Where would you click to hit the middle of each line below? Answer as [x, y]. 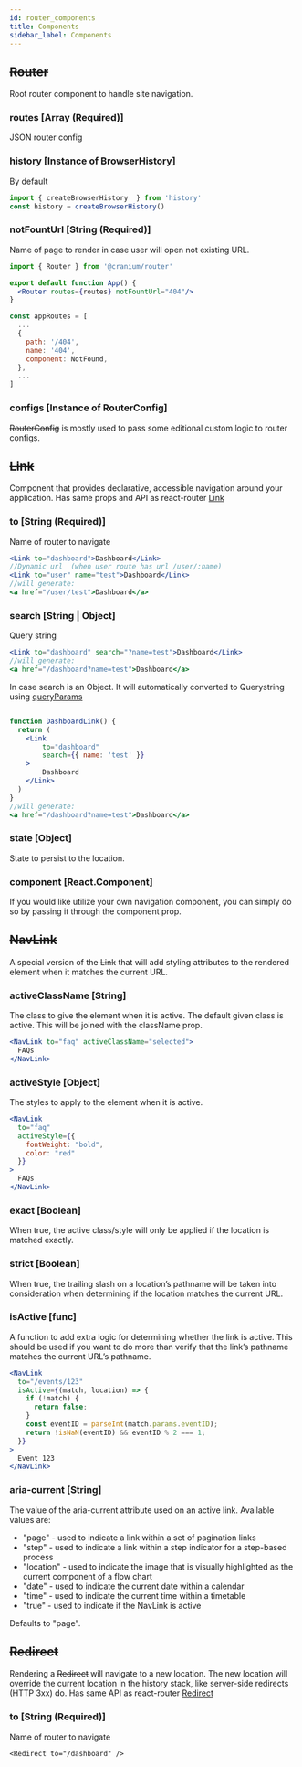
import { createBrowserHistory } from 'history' [106, 197]
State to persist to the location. [67, 858]
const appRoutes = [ [49, 316]
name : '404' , [51, 350]
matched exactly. [42, 1240]
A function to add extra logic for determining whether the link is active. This [151, 1336]
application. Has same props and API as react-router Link [117, 498]
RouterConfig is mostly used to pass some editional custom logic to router [149, 428]
